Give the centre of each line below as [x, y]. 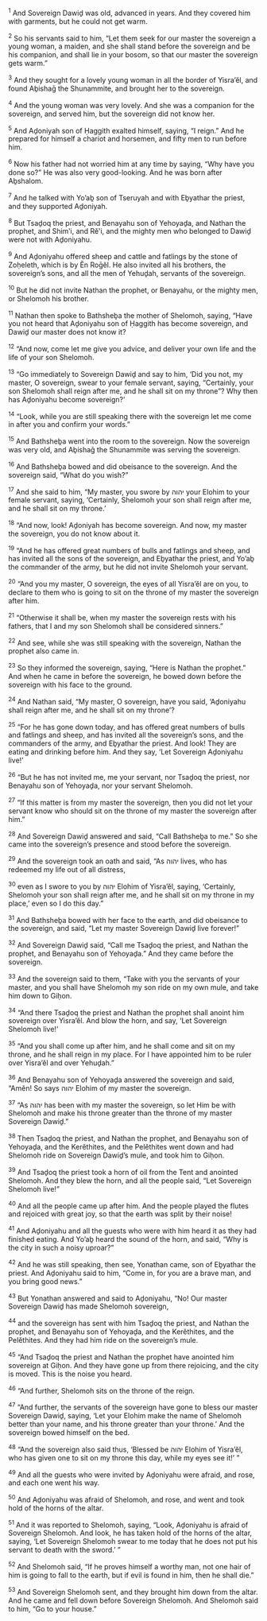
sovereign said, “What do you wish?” [68, 475]
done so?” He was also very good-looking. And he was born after [115, 172]
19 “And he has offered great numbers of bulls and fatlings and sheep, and [129, 549]
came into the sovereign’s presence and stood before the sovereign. [120, 844]
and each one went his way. [54, 1483]
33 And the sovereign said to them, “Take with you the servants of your [124, 978]
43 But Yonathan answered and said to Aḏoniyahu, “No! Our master [118, 1297]
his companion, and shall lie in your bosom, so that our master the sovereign [133, 55]
